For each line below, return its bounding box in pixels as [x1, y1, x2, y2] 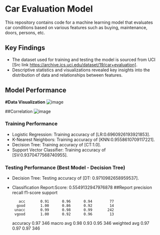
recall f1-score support [12, 190, 58, 196]
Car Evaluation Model [5, 3, 93, 15]
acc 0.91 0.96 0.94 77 [18, 199, 115, 204]
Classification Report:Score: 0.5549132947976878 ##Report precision [12, 185, 152, 190]
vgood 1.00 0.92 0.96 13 [14, 212, 115, 217]
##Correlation [5, 108, 33, 114]
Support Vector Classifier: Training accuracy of [12, 147, 106, 153]
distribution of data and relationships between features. [12, 72, 123, 78]
